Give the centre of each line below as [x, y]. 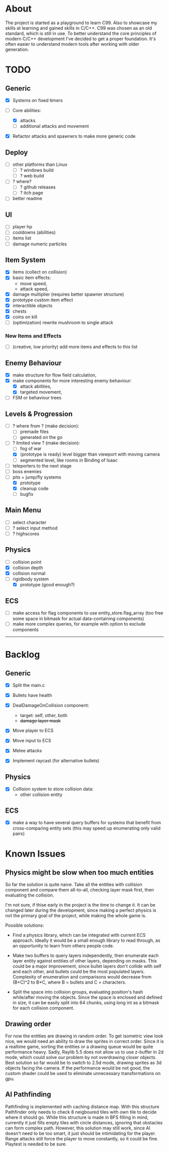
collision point [27, 562]
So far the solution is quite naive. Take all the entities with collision [74, 884]
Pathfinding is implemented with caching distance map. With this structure [82, 1106]
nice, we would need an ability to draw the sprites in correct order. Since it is [84, 1041]
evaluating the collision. [30, 895]
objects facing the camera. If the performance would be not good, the [77, 1068]
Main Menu [23, 510]
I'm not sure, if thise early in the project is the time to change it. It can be [80, 905]
